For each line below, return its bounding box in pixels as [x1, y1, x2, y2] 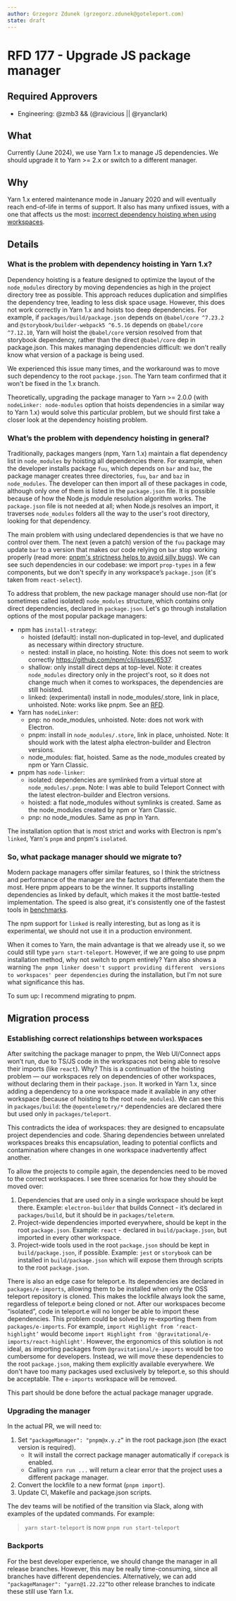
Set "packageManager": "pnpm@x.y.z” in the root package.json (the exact [17, 1436, 227, 1444]
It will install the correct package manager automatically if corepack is [27, 1450, 230, 1460]
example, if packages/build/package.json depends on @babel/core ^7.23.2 [7, 312, 224, 322]
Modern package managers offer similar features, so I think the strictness [7, 868, 221, 876]
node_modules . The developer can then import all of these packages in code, [7, 479, 228, 488]
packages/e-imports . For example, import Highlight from [7, 1323, 174, 1331]
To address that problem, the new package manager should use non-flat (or [7, 590, 228, 598]
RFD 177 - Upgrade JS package [7, 47, 192, 64]
